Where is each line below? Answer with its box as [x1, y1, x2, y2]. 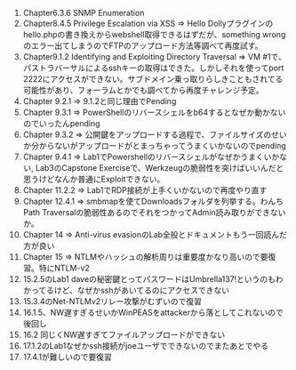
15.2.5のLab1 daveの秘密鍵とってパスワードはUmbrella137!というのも [22, 274, 276, 284]
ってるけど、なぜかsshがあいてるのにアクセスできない [30, 285, 230, 295]
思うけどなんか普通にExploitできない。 [22, 173, 165, 184]
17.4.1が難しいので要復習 [22, 351, 112, 362]
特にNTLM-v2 [38, 262, 90, 273]
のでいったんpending [22, 118, 100, 128]
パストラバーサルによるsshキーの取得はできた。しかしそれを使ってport [22, 62, 284, 73]
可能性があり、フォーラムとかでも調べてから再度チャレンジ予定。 [22, 84, 265, 95]
